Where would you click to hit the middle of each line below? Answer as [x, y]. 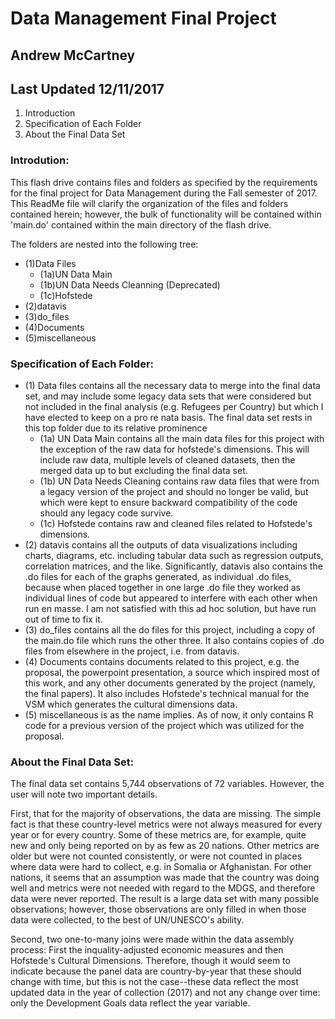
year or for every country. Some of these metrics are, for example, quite [158, 835]
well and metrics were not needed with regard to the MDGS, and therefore [163, 888]
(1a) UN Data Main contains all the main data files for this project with [182, 438]
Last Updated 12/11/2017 [87, 88]
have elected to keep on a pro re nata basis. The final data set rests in [168, 417]
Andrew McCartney [73, 55]
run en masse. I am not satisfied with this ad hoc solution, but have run [170, 608]
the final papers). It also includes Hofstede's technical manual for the [167, 693]
